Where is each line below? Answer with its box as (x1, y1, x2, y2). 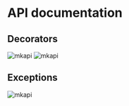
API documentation (7, 5, 123, 21)
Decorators (7, 33, 59, 45)
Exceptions (7, 72, 58, 84)
